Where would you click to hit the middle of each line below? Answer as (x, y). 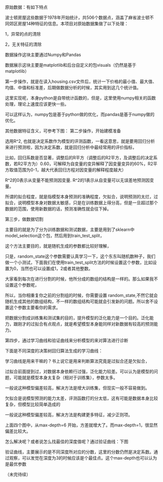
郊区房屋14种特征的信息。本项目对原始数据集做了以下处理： (69, 24)
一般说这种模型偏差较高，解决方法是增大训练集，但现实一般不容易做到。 (77, 388)
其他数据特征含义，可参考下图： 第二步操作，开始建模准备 (63, 131)
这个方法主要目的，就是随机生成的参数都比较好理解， (58, 246)
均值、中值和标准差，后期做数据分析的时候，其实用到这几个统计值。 (73, 87)
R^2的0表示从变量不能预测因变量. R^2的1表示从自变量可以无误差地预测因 (77, 180)
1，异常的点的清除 (23, 34)
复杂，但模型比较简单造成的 (33, 404)
